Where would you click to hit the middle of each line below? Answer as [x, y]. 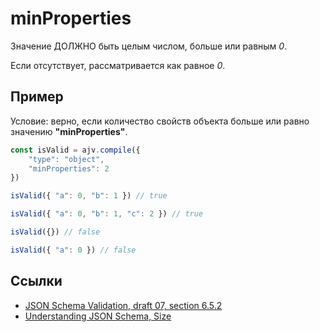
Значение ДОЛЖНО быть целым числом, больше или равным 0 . [149, 46]
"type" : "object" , [66, 159]
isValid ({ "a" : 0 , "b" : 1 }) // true [89, 196]
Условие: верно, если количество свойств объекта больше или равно [160, 121]
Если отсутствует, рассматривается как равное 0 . [118, 65]
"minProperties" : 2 [69, 168]
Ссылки [36, 281]
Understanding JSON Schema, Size [98, 316]
